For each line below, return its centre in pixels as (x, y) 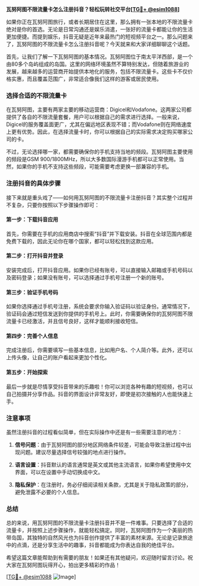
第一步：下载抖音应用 (32, 220)
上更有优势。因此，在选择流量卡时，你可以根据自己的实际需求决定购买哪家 (97, 132)
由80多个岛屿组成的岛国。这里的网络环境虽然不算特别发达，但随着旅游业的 (98, 64)
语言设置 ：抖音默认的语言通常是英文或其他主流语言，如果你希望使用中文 (103, 465)
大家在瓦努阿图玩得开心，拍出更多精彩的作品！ (63, 565)
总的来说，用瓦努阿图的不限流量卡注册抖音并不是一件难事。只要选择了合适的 (99, 523)
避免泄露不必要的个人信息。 (49, 492)
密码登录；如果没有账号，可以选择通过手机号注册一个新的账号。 (89, 277)
